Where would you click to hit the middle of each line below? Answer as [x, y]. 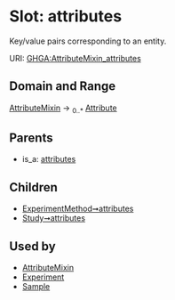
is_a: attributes [49, 159]
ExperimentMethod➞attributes [78, 209]
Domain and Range [63, 86]
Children [33, 187]
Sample [36, 286]
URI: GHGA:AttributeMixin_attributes [76, 58]
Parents [31, 138]
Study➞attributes [54, 218]
